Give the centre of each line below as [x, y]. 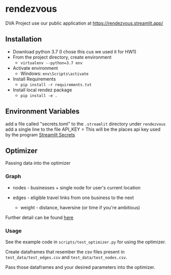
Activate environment [35, 68]
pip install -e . [39, 95]
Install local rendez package [42, 90]
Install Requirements [34, 79]
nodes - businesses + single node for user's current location [77, 187]
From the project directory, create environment [62, 57]
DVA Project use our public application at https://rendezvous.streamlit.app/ [84, 23]
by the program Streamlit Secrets [40, 134]
